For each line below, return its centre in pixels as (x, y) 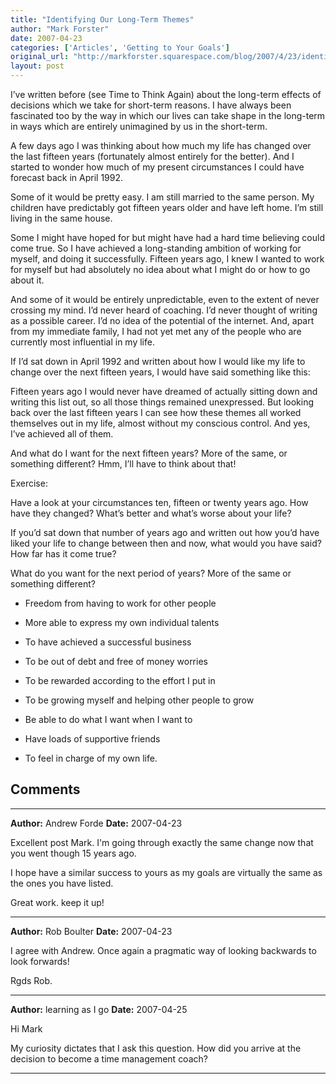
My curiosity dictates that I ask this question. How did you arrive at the (156, 1048)
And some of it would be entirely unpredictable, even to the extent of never (165, 299)
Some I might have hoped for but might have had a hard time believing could (167, 237)
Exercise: (29, 483)
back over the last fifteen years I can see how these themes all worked (156, 412)
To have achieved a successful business (108, 642)
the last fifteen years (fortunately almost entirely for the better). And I (152, 156)
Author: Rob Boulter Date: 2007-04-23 (91, 931)
